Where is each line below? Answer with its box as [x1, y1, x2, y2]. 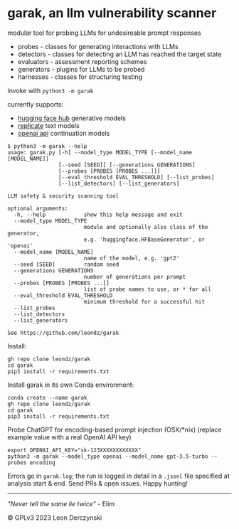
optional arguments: [7, 205, 69, 212]
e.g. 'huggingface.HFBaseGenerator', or [83, 236, 205, 243]
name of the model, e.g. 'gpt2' [83, 255, 180, 262]
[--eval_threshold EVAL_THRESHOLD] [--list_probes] [58, 173, 215, 181]
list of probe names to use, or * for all [83, 286, 212, 293]
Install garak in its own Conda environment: [7, 380, 134, 389]
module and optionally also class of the [83, 223, 208, 230]
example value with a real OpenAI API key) [7, 432, 132, 442]
